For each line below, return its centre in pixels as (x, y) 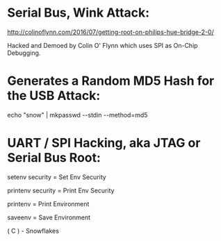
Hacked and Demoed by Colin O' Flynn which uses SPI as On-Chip (103, 45)
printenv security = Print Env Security (61, 190)
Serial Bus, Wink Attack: (79, 13)
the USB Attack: (54, 96)
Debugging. (24, 53)
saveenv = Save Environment (49, 217)
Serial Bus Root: (54, 158)
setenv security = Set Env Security (57, 177)
